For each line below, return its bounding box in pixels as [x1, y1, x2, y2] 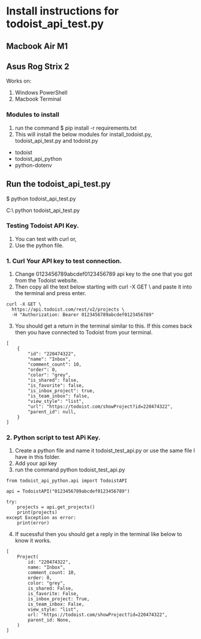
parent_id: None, [28, 617, 71, 623]
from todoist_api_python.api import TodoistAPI [6, 478, 128, 484]
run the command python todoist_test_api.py [14, 466, 125, 473]
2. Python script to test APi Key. [6, 434, 101, 442]
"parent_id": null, [28, 409, 77, 415]
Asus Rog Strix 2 [6, 61, 70, 72]
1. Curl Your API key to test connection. [6, 257, 122, 265]
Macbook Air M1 [6, 41, 68, 51]
